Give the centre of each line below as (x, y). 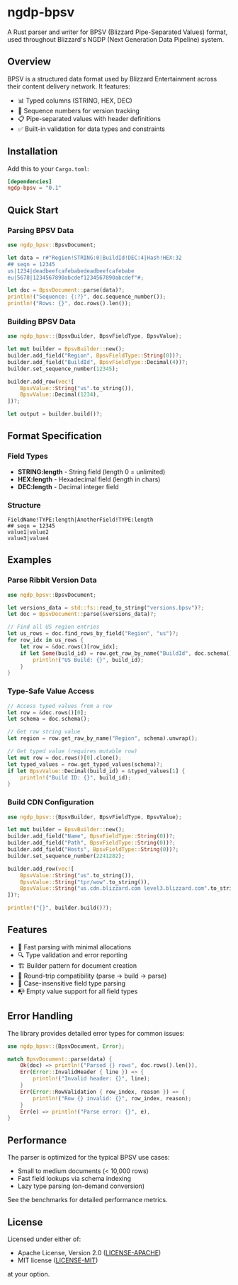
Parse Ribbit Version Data (52, 580)
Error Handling (40, 1016)
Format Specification (55, 436)
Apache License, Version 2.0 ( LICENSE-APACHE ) (89, 1252)
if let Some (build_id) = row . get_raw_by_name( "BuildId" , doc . (114, 653)
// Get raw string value (44, 732)
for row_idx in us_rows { (45, 640)
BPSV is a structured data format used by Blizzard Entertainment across (112, 79)
